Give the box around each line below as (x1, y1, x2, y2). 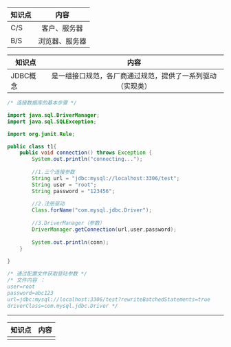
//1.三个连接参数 (32, 168, 76, 175)
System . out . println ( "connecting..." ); (32, 156, 143, 163)
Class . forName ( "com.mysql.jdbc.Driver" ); (32, 207, 153, 214)
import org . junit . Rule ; (7, 131, 76, 137)
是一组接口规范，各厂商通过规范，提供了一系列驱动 (51, 71, 217, 80)
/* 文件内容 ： (7, 277, 46, 284)
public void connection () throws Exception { (19, 149, 153, 157)
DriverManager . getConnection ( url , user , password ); (32, 226, 177, 233)
